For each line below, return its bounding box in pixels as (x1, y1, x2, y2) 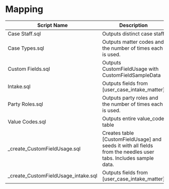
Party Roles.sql (8, 101, 44, 108)
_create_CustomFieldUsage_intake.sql (8, 172, 98, 179)
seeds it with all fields (102, 142, 153, 149)
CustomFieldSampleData (102, 71, 161, 78)
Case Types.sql (8, 44, 44, 51)
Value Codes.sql (8, 118, 46, 125)
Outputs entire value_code (102, 115, 164, 122)
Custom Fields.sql (8, 65, 50, 72)
